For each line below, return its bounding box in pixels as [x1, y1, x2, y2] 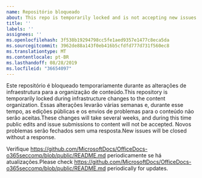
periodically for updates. [107, 165, 169, 172]
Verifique [6, 145, 29, 152]
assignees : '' [6, 32, 42, 38]
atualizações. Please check [6, 159, 73, 166]
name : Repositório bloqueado [6, 9, 80, 15]
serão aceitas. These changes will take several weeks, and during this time [6, 114, 192, 122]
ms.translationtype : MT [6, 49, 67, 55]
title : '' [6, 20, 32, 26]
